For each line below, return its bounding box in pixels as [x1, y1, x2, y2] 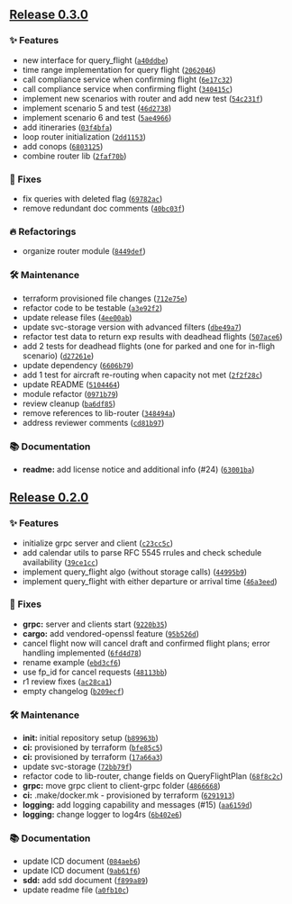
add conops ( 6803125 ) [22, 140, 104, 151]
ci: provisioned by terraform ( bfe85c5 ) [22, 742, 164, 753]
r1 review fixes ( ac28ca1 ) [22, 675, 113, 687]
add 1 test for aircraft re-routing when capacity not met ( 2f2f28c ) [22, 369, 263, 380]
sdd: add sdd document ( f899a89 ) [22, 875, 149, 886]
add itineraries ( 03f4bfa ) [22, 122, 113, 132]
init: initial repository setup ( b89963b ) [22, 733, 160, 744]
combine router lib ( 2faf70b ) [22, 150, 127, 161]
